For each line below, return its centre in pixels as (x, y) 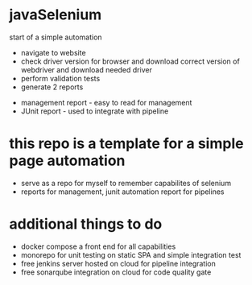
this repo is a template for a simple (126, 144)
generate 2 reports (52, 87)
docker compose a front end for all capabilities (98, 246)
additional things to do (86, 224)
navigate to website (54, 52)
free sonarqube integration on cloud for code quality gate (116, 272)
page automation (67, 161)
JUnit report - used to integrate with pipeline (95, 111)
